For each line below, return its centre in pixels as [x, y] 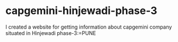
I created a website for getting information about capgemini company [89, 27]
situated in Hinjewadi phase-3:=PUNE [51, 33]
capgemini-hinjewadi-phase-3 [81, 11]
